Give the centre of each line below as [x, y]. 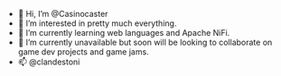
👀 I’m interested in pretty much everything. [97, 23]
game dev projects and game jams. [83, 52]
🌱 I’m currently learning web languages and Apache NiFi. [124, 33]
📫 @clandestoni [49, 62]
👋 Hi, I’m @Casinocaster [63, 14]
